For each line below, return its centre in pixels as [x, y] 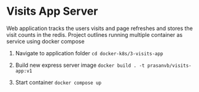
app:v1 [24, 71]
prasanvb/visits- [169, 66]
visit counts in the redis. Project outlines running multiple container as [95, 34]
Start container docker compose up [58, 82]
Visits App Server [52, 11]
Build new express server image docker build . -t [80, 65]
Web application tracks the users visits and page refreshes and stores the [100, 28]
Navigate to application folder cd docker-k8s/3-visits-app [89, 53]
